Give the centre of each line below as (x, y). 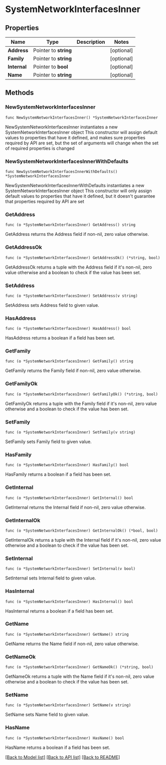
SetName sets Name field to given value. (47, 715)
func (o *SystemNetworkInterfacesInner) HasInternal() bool (69, 602)
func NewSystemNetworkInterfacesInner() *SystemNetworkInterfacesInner (81, 117)
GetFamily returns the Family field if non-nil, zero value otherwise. (73, 371)
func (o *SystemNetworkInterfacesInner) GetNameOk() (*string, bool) (79, 667)
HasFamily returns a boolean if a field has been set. (58, 474)
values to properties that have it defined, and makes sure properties (75, 137)
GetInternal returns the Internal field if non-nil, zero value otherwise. (75, 507)
